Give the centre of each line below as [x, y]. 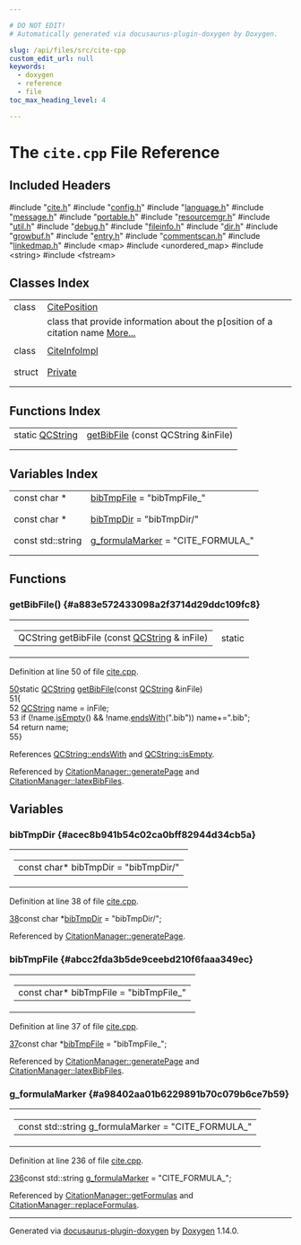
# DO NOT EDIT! [38, 25]
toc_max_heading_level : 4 [57, 100]
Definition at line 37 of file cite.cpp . [74, 1026]
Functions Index [55, 411]
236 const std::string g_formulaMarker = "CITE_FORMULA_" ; [120, 1179]
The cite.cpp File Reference [115, 152]
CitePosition [73, 307]
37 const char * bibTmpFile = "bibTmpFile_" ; [88, 1044]
